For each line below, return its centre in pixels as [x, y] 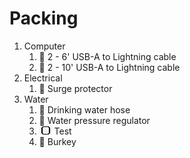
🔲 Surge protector [75, 88]
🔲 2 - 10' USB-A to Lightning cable [109, 67]
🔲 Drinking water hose [84, 109]
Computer [44, 46]
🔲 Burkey [57, 141]
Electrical [43, 78]
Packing [44, 18]
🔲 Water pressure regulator [94, 120]
